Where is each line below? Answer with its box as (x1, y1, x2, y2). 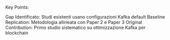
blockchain (5, 30, 29, 35)
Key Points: (5, 4, 29, 10)
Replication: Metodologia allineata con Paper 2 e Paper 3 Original (5, 19, 142, 25)
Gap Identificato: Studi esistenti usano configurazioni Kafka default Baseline (5, 14, 165, 19)
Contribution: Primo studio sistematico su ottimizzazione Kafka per (5, 24, 146, 30)
